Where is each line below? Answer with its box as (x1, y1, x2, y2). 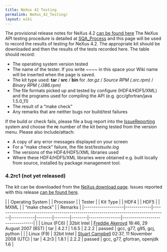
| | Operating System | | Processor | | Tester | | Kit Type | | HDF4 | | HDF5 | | (5, 199, 160, 205)
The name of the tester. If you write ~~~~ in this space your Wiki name (12, 66, 158, 72)
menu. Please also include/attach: (5, 129, 75, 135)
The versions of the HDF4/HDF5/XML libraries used (12, 149, 119, 155)
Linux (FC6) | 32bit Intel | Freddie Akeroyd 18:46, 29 (41, 220, 148, 226)
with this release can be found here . (5, 189, 79, 195)
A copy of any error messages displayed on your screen (12, 139, 128, 145)
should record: (5, 51, 35, 57)
